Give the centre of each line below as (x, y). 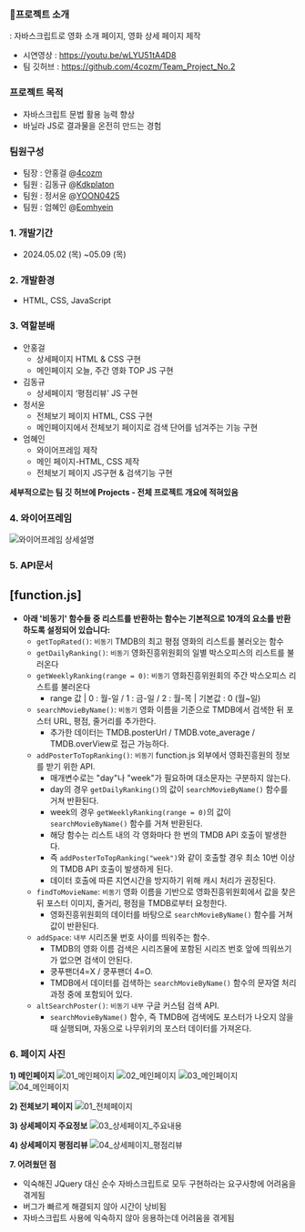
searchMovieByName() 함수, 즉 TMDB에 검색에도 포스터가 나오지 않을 (172, 1016)
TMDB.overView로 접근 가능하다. (110, 743)
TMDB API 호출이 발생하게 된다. (117, 869)
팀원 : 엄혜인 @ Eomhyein (68, 207)
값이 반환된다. (74, 925)
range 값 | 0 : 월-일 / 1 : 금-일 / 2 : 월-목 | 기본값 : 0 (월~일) (155, 697)
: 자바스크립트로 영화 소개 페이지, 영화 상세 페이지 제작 (105, 36)
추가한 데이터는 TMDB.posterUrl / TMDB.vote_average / (152, 732)
